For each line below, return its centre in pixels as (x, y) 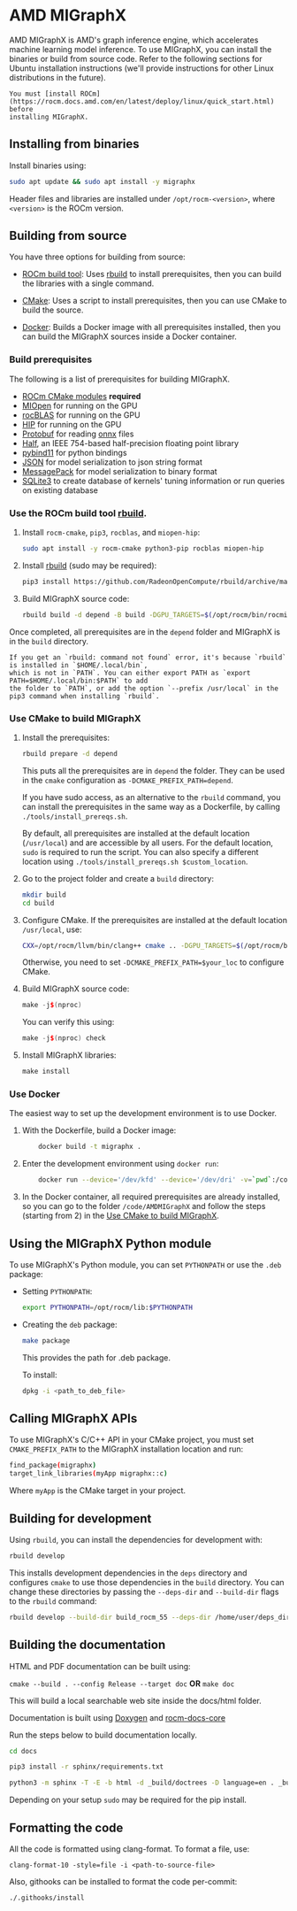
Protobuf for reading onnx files (78, 434)
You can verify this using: (68, 1022)
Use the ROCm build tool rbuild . (78, 512)
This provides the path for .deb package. (96, 1357)
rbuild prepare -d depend (69, 753)
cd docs (23, 1751)
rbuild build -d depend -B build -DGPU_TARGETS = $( (117, 615)
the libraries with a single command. (88, 283)
